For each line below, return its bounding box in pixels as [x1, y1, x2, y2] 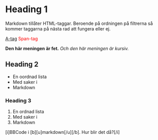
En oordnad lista [12, 74, 47, 80]
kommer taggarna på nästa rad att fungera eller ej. [5, 25, 111, 31]
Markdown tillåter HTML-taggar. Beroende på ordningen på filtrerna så [5, 20, 153, 26]
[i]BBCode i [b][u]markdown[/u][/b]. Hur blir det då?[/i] [5, 129, 120, 135]
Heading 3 [5, 97, 31, 104]
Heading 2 [5, 60, 39, 69]
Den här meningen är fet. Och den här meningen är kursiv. [5, 45, 129, 51]
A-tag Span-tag [5, 36, 38, 42]
